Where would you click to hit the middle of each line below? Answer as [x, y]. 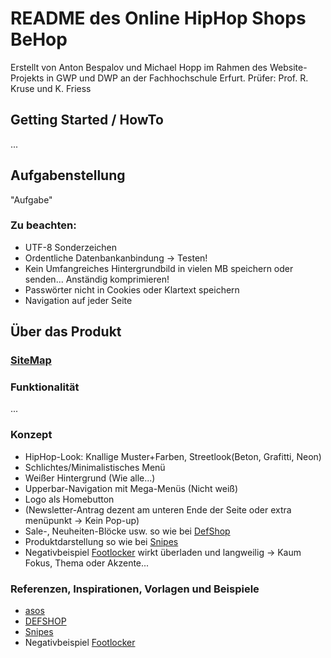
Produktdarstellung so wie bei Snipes [101, 541]
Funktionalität [45, 387]
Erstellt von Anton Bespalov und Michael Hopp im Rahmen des [139, 67]
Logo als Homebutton [69, 499]
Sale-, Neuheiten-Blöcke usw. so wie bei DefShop [127, 531]
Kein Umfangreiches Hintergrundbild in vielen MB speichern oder [159, 268]
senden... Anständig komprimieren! [97, 279]
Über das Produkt [66, 332]
